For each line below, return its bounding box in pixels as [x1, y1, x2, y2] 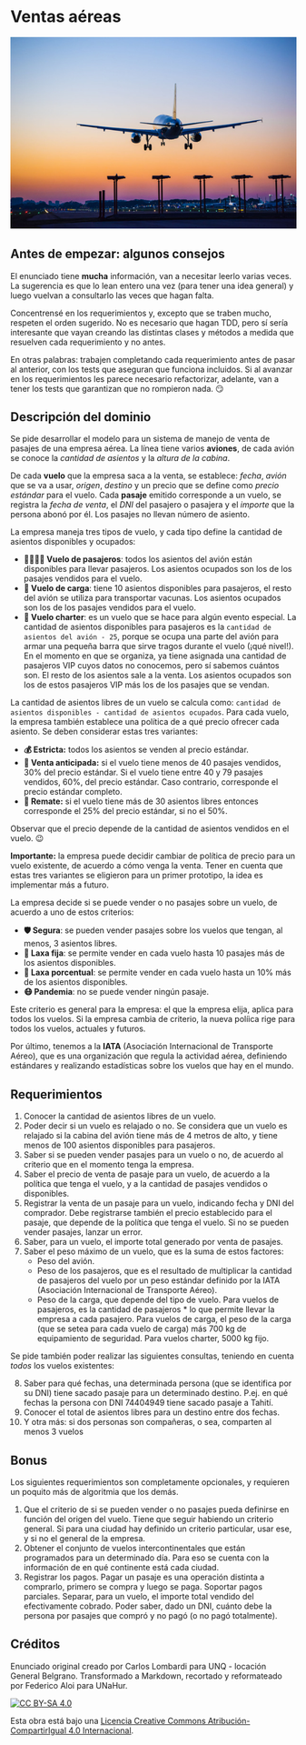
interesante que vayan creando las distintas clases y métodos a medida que [10, 326, 294, 337]
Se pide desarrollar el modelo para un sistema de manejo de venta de [10, 434, 271, 445]
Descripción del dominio [10, 409, 152, 425]
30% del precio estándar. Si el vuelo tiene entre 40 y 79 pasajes [23, 767, 263, 778]
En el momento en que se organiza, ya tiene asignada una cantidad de [23, 650, 287, 661]
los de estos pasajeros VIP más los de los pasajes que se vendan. [23, 679, 270, 690]
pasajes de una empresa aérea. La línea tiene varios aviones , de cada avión [10, 443, 295, 454]
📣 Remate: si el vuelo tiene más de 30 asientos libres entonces [23, 796, 260, 807]
